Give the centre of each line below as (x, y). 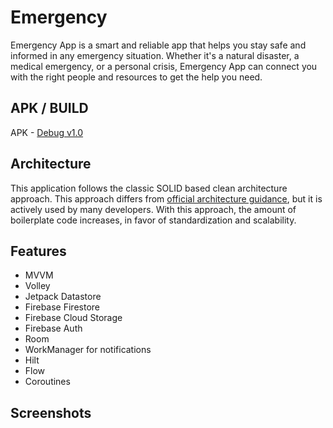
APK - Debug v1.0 (47, 132)
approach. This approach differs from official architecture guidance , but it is (166, 198)
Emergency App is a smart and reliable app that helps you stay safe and (158, 45)
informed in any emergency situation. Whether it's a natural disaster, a (155, 55)
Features (38, 251)
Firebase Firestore (62, 307)
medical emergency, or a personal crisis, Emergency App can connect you (164, 66)
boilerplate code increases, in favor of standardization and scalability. (153, 220)
